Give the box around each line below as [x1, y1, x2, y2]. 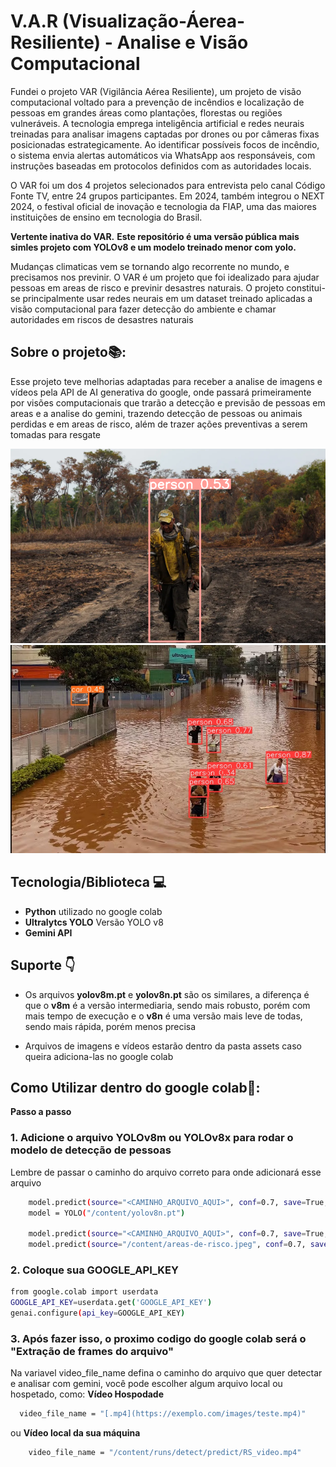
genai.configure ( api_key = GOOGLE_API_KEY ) [10, 1308, 186, 1319]
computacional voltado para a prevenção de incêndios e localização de [10, 96, 305, 108]
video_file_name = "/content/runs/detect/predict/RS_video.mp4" [28, 1448, 302, 1458]
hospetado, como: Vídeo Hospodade [10, 1388, 164, 1400]
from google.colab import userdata [10, 1287, 159, 1297]
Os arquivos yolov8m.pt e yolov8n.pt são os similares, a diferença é [24, 988, 310, 1000]
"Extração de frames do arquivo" [10, 1344, 175, 1358]
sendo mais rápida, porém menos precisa [24, 1020, 197, 1032]
